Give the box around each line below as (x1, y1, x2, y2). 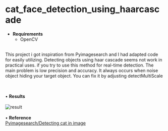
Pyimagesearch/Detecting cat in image (5, 120, 86, 126)
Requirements (12, 31, 43, 37)
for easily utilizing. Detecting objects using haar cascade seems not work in (5, 56, 162, 62)
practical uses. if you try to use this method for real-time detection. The (5, 62, 154, 68)
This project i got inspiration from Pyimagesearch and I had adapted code (5, 51, 158, 57)
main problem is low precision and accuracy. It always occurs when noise (5, 67, 158, 74)
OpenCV (20, 36, 38, 42)
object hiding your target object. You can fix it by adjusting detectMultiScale (5, 73, 163, 79)
